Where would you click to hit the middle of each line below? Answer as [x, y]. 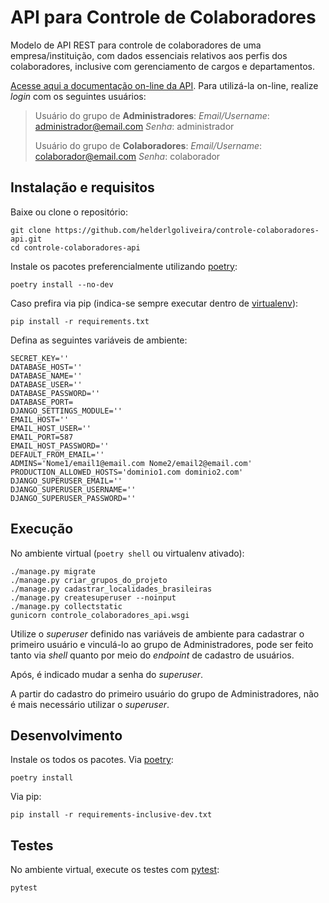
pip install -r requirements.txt [80, 321]
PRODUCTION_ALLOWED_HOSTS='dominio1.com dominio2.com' [127, 472]
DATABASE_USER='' [46, 384]
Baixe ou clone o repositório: [69, 212]
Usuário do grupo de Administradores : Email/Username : [152, 115]
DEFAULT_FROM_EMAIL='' [57, 454]
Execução [42, 529]
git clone [31, 230]
